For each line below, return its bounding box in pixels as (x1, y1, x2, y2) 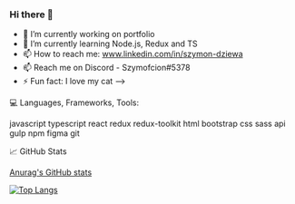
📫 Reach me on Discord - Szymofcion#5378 (22, 63, 191, 73)
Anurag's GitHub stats (9, 167, 93, 178)
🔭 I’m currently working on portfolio (22, 29, 155, 40)
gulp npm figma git (9, 128, 80, 139)
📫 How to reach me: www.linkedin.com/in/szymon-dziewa (22, 49, 243, 60)
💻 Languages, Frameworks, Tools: (9, 97, 140, 108)
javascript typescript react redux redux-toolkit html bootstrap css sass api (9, 118, 286, 130)
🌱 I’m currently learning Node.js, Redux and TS (22, 38, 198, 49)
